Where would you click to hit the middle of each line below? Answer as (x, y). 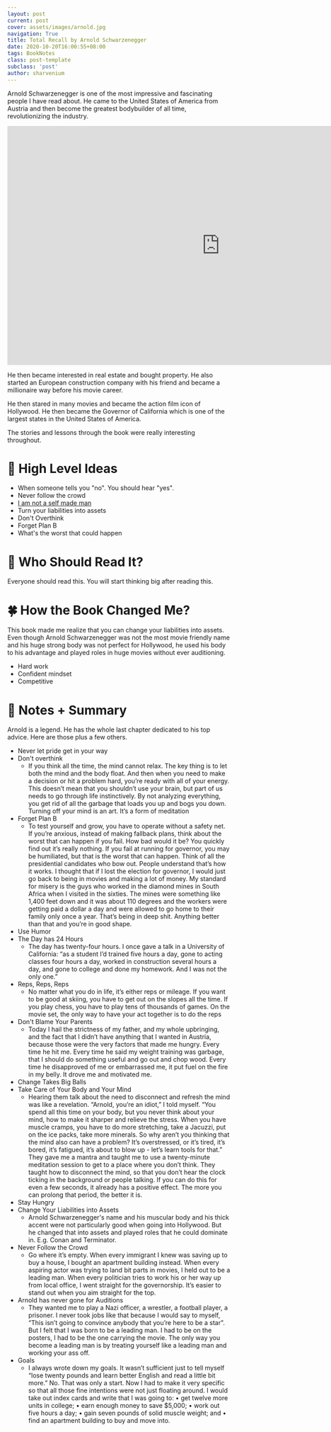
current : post (28, 21)
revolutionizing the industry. (48, 116)
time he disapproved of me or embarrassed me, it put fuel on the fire (128, 1067)
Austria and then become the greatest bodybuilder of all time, (97, 108)
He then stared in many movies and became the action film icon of (104, 404)
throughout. (24, 440)
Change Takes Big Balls (52, 1082)
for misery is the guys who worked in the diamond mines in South (123, 887)
